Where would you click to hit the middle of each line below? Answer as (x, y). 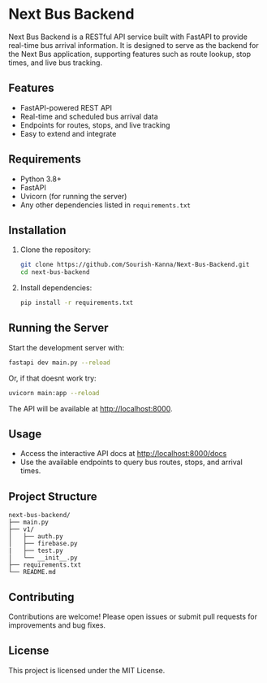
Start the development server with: (66, 347)
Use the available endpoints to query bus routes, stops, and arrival (131, 462)
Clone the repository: (56, 250)
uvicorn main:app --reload (54, 393)
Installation (37, 230)
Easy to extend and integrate (68, 133)
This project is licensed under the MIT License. (87, 670)
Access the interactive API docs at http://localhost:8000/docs (123, 454)
